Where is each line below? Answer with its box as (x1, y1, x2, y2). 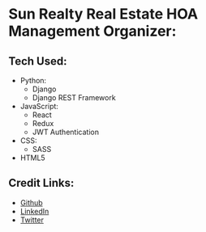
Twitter (19, 215, 45, 225)
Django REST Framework (32, 93, 116, 102)
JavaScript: (19, 102, 59, 111)
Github (19, 197, 43, 207)
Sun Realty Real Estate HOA (8, 5, 199, 23)
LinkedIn (19, 206, 49, 216)
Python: (19, 76, 47, 85)
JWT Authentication (32, 127, 100, 137)
